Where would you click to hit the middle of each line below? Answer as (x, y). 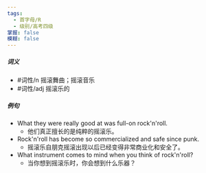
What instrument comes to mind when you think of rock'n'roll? (105, 155)
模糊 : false (23, 39)
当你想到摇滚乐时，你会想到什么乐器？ (81, 163)
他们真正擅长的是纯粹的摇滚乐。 (72, 131)
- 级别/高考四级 (33, 26)
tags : (15, 13)
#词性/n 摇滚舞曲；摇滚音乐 (56, 80)
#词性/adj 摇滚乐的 (43, 89)
